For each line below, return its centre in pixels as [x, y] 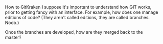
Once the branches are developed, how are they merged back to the [74, 32]
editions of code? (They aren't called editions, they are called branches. [78, 17]
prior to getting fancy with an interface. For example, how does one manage [81, 12]
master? [13, 37]
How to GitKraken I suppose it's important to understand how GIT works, [78, 7]
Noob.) [12, 22]
